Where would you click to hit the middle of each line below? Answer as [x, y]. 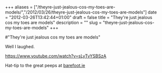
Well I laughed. [20, 46]
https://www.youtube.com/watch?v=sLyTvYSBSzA [56, 56]
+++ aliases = [19, 7]
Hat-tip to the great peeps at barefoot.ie [45, 65]
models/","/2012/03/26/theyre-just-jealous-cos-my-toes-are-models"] [76, 12]
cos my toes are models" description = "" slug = [53, 22]
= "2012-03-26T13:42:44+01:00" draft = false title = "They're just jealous [79, 17]
